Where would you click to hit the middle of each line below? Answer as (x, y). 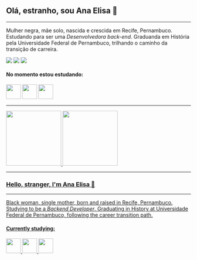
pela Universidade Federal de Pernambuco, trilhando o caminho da (87, 43)
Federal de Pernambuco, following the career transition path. (79, 215)
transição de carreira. (32, 49)
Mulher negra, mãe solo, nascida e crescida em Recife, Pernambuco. (89, 30)
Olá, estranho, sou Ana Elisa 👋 (62, 11)
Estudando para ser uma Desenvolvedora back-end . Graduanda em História (98, 36)
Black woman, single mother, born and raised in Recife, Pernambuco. (89, 203)
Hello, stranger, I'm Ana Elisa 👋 (51, 184)
